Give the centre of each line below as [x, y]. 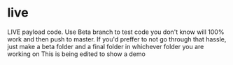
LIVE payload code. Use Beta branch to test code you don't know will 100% [116, 32]
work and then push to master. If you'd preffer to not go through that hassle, [117, 39]
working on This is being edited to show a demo [76, 54]
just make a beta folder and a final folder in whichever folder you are [106, 46]
